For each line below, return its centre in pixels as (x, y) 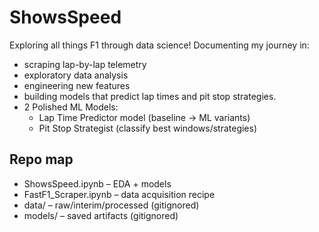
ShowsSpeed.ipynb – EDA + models (97, 183)
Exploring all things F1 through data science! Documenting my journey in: (159, 45)
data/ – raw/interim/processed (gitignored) (111, 205)
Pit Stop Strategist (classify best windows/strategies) (148, 128)
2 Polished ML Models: (71, 107)
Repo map (41, 159)
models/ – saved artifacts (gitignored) (101, 215)
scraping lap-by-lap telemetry (85, 64)
